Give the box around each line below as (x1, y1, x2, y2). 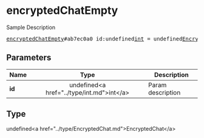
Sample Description (6, 24, 56, 31)
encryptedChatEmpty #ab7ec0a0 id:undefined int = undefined (6, 35, 183, 42)
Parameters (6, 53, 52, 63)
